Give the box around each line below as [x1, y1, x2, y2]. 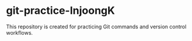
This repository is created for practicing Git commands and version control [6, 23, 187, 30]
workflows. [6, 29, 33, 36]
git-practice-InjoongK [6, 4, 116, 17]
